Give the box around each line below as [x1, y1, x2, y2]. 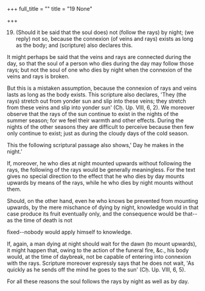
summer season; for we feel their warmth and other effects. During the [7, 117, 184, 124]
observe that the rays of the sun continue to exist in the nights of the [7, 111, 179, 117]
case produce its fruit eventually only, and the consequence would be [7, 210, 182, 217]
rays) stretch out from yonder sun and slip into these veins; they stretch [7, 97, 186, 104]
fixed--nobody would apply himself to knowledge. [7, 228, 133, 236]
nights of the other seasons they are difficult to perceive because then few [7, 123, 194, 130]
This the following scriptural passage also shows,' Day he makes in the [7, 142, 184, 148]
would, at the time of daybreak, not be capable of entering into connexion [7, 253, 192, 260]
